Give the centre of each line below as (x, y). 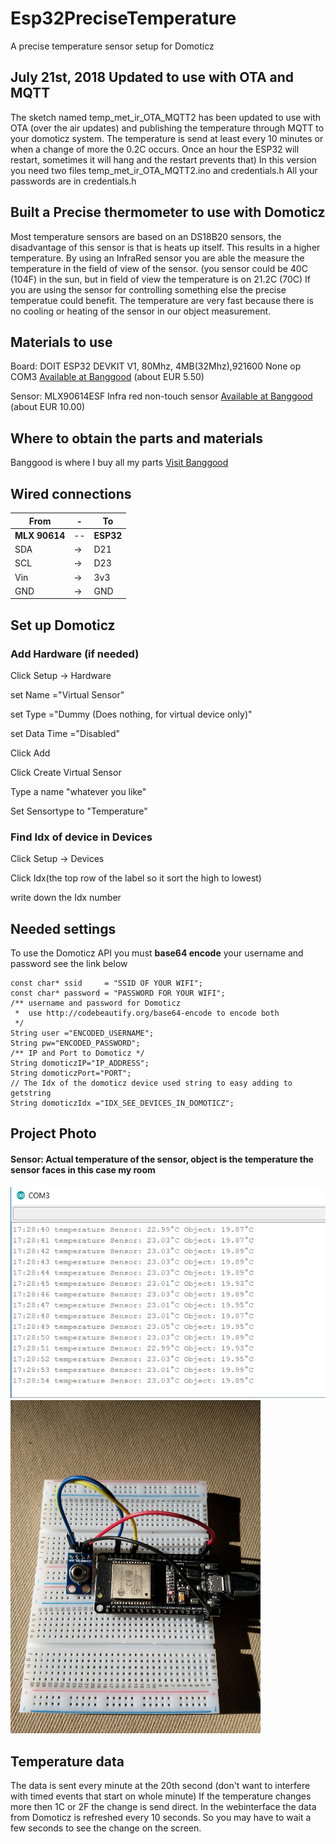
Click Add (30, 753)
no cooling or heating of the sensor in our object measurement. (141, 311)
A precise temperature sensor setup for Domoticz (112, 46)
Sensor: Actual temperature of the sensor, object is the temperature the (162, 1159)
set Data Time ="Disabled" (65, 733)
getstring (31, 1093)
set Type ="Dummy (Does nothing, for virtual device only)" (131, 714)
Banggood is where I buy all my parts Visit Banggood (119, 463)
